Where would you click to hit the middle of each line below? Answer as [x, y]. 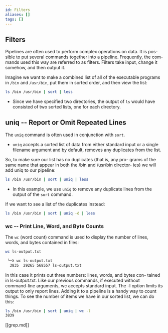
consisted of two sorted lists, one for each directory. [67, 107]
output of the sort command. [43, 194]
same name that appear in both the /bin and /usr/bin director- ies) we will [81, 165]
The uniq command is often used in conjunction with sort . [65, 135]
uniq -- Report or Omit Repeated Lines [66, 123]
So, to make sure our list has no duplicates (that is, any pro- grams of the [81, 159]
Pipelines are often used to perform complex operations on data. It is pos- [81, 52]
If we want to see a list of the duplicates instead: [55, 204]
